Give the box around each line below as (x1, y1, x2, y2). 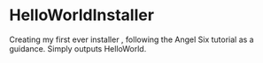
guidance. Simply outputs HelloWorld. (9, 43, 147, 53)
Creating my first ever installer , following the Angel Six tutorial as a (9, 34, 254, 45)
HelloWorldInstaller (9, 5, 155, 25)
